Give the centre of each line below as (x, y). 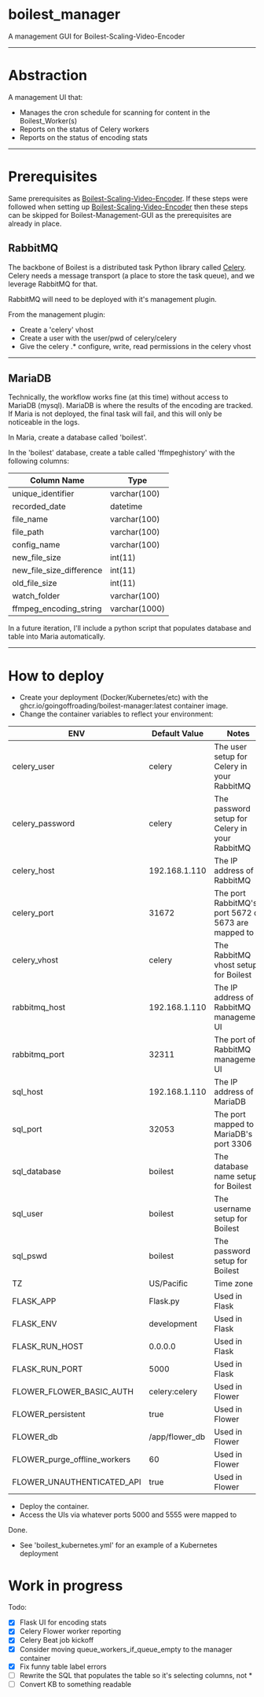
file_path (28, 532)
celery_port (33, 913)
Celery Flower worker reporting (70, 1631)
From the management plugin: (57, 314)
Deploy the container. (54, 1507)
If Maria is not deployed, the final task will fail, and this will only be (115, 414)
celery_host (33, 871)
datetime (126, 506)
